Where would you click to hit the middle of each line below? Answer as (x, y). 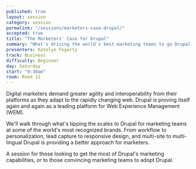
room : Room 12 (24, 77)
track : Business (26, 55)
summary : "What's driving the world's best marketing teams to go (89, 45)
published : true (26, 11)
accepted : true (25, 33)
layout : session (26, 17)
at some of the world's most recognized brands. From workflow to (86, 130)
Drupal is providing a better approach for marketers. (87, 143)
